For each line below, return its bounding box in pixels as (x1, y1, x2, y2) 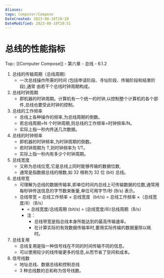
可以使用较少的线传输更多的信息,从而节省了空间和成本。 (19, 249, 133, 255)
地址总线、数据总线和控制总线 (19, 261, 80, 268)
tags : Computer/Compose (5, 12, 54, 17)
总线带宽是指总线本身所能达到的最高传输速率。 (34, 219, 129, 224)
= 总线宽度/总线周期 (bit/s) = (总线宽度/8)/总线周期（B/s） (26, 206, 144, 212)
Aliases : (5, 7, 23, 12)
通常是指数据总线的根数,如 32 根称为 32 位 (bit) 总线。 (19, 169, 129, 175)
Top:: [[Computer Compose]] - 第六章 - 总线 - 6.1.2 (5, 61, 107, 67)
